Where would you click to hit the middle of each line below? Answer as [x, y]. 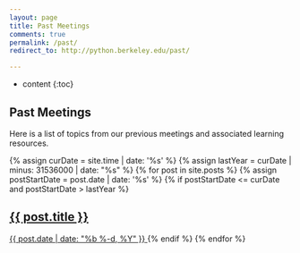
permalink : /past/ [43, 42]
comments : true [38, 34]
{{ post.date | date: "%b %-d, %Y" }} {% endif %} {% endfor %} [128, 239]
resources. [29, 143]
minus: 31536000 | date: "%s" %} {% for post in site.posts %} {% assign [143, 170]
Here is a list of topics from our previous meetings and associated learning [147, 133]
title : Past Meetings [50, 26]
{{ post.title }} [49, 217]
